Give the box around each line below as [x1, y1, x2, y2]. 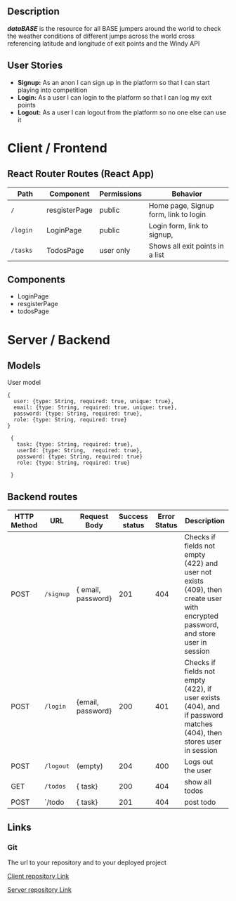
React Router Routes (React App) [7, 168, 155, 180]
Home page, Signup [148, 200, 214, 210]
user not [184, 567, 212, 577]
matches [184, 719, 213, 729]
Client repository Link [7, 872, 70, 880]
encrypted [184, 611, 219, 621]
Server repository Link [7, 885, 72, 894]
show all [184, 777, 212, 787]
